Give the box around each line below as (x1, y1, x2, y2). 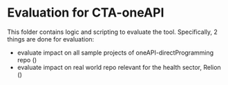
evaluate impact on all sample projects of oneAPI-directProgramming (17, 48, 214, 57)
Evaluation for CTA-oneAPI (7, 5, 164, 21)
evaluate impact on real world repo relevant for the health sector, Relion (17, 63, 221, 71)
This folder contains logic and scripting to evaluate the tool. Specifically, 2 (7, 28, 218, 36)
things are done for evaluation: (7, 35, 95, 43)
